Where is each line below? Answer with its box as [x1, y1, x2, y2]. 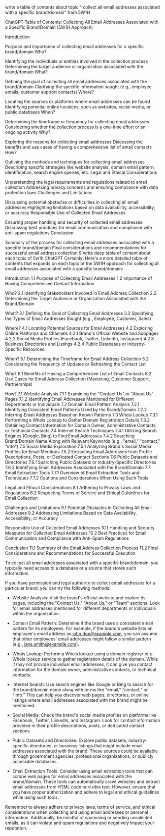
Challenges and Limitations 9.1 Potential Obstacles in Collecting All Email [5, 505, 152, 511]
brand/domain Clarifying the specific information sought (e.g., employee [5, 84, 152, 90]
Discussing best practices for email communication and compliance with [5, 225, 153, 230]
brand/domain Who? [5, 49, 47, 54]
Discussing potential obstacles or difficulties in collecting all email [5, 199, 139, 205]
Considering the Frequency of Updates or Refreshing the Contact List [5, 361, 146, 367]
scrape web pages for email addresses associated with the [12, 774, 132, 779]
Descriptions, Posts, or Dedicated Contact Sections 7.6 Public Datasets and [5, 454, 158, 460]
